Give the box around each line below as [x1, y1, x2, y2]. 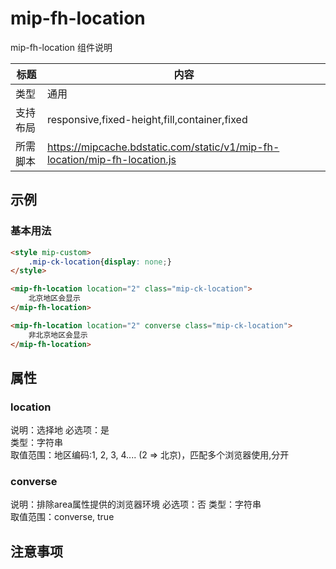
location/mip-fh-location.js [46, 152, 177, 166]
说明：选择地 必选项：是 [10, 424, 110, 436]
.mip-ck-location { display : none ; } [28, 257, 172, 267]
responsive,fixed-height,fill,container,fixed [46, 112, 248, 126]
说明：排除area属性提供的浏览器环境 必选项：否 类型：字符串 [10, 498, 262, 511]
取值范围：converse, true [10, 511, 115, 523]
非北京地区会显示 [28, 330, 88, 340]
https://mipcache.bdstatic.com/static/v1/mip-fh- [46, 140, 280, 154]
